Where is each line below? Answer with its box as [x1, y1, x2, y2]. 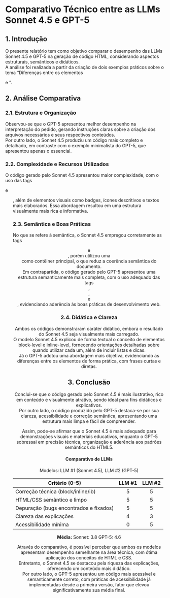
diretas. [81, 363, 97, 369]
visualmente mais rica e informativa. [12, 208, 88, 214]
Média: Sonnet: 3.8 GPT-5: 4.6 [57, 534, 121, 540]
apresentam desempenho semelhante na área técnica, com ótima [20, 549, 158, 555]
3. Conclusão [67, 378, 111, 386]
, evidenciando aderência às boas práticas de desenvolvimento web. [17, 301, 161, 308]
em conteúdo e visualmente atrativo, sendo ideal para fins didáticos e [16, 397, 162, 403]
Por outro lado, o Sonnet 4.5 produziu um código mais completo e [5, 137, 143, 143]
